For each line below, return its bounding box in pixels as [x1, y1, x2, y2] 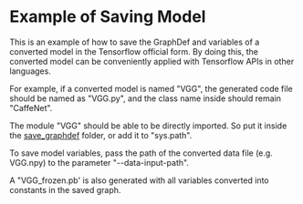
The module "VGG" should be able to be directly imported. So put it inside [9, 120, 287, 131]
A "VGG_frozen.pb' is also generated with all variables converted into [9, 175, 269, 186]
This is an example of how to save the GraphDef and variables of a [9, 36, 260, 47]
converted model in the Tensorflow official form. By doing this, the [9, 46, 258, 56]
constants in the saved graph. [9, 184, 121, 195]
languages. [9, 66, 52, 76]
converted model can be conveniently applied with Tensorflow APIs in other [9, 56, 295, 66]
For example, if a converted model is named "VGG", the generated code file [9, 83, 294, 94]
